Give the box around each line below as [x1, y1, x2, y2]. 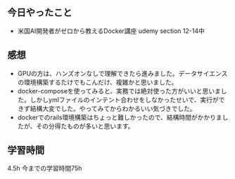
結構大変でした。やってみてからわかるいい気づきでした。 [30, 104, 197, 112]
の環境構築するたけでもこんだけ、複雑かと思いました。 [17, 78, 178, 86]
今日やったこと [7, 6, 72, 19]
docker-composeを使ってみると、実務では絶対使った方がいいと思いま [17, 86, 222, 95]
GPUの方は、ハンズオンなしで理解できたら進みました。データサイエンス [17, 69, 228, 77]
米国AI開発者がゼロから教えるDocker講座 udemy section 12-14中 [17, 27, 205, 35]
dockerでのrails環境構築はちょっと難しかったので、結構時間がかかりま [17, 113, 223, 121]
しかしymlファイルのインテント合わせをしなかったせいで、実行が [30, 95, 220, 104]
